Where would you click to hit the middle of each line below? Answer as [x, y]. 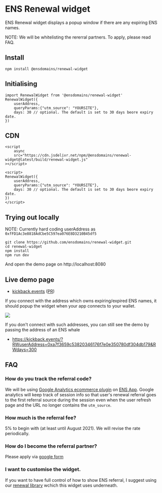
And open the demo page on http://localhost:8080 [55, 264]
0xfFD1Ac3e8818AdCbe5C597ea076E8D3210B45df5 [51, 234]
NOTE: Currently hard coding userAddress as [50, 229]
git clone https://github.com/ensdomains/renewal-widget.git [68, 243]
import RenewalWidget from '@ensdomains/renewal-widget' [64, 95]
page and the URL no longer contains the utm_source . [58, 405]
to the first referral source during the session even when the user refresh [78, 400]
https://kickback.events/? [37, 339]
